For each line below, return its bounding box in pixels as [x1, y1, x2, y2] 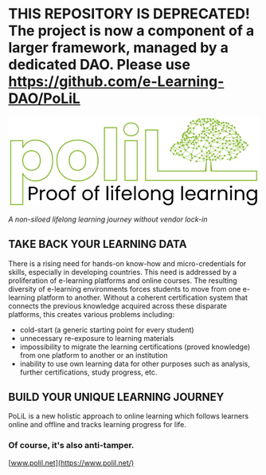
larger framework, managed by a [8, 39, 229, 57]
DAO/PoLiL [8, 89, 81, 108]
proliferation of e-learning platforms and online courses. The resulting [8, 276, 237, 285]
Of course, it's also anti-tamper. [8, 440, 135, 451]
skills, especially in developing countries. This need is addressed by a [8, 267, 237, 277]
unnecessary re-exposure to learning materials [19, 333, 174, 343]
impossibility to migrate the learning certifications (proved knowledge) [19, 342, 251, 351]
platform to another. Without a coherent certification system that [37, 292, 248, 302]
